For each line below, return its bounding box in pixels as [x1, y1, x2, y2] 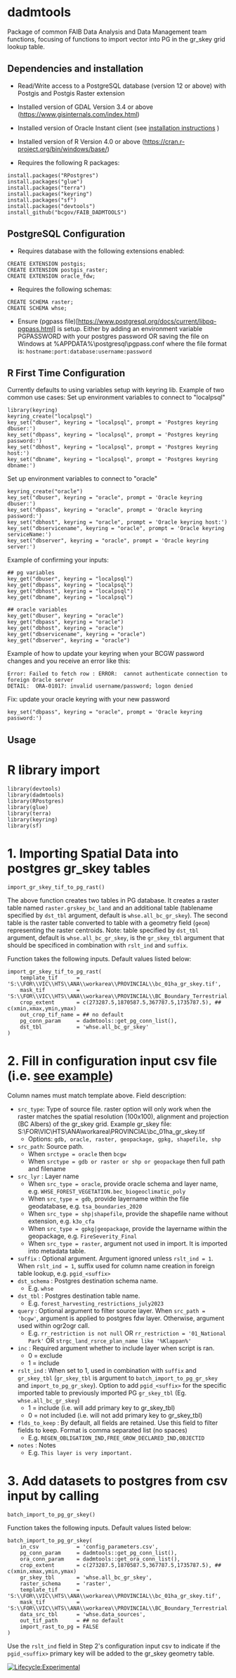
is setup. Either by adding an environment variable [57, 324, 202, 333]
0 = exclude [27, 1351, 63, 1360]
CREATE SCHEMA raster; [7, 298, 74, 306]
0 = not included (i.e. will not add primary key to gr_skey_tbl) [27, 1411, 202, 1419]
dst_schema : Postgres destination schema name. [17, 1277, 158, 1285]
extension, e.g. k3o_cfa [27, 1217, 95, 1225]
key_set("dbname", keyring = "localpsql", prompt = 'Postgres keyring [7, 456, 218, 463]
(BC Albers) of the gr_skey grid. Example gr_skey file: [17, 1119, 172, 1128]
